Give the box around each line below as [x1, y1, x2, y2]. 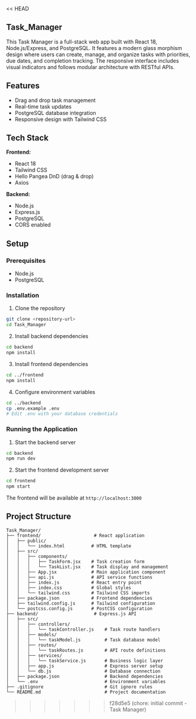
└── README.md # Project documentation [6, 689, 166, 695]
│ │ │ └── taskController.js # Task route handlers [6, 626, 161, 633]
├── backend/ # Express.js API [6, 610, 137, 616]
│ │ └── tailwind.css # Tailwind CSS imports [6, 590, 150, 596]
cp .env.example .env [6, 405, 60, 411]
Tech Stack [6, 133, 49, 143]
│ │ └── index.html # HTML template [6, 543, 132, 549]
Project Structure [6, 512, 71, 522]
